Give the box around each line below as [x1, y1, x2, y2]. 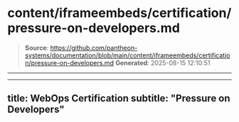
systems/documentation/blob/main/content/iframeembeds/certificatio [24, 51, 230, 60]
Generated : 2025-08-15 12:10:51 [115, 58, 211, 67]
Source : [24, 43, 49, 52]
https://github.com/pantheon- [50, 43, 138, 52]
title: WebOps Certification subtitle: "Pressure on [7, 92, 230, 104]
